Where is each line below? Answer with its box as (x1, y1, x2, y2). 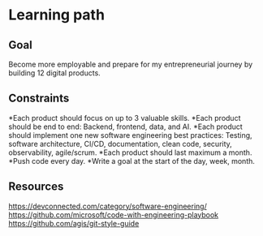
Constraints (8, 92, 70, 105)
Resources (8, 180, 64, 194)
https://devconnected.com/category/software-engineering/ (8, 201, 207, 211)
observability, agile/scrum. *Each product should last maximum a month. (8, 148, 252, 157)
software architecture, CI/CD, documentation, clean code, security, (8, 139, 233, 148)
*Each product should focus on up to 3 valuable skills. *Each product (8, 113, 241, 122)
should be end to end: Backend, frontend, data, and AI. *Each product (8, 122, 244, 131)
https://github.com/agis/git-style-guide (8, 218, 140, 228)
